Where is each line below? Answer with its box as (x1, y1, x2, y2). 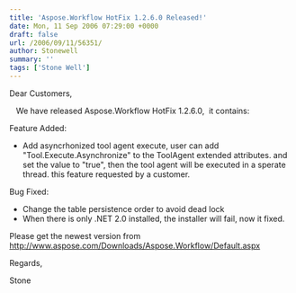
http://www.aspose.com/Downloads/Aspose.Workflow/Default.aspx (9, 240, 261, 251)
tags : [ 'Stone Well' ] (9, 64, 91, 73)
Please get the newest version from (9, 230, 141, 241)
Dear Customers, (9, 87, 73, 99)
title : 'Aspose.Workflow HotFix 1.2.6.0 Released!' (9, 13, 207, 22)
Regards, (9, 257, 43, 268)
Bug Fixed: (9, 186, 49, 197)
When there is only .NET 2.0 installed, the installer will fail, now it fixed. (22, 213, 285, 224)
